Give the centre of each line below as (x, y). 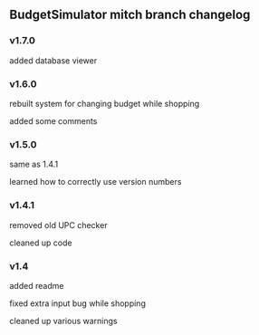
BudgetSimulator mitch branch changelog (130, 15)
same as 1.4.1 (34, 164)
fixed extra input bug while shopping (78, 303)
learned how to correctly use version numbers (96, 182)
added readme (37, 285)
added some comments (53, 120)
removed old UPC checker (58, 225)
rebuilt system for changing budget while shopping (105, 103)
